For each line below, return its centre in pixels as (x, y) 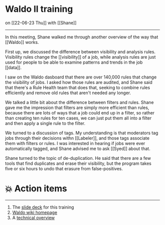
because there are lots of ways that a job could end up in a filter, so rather (80, 112)
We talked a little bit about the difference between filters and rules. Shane (79, 102)
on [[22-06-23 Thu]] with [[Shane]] (41, 23)
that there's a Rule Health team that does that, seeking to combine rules (78, 87)
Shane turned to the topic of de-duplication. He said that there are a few (78, 158)
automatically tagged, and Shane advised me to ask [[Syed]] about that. (78, 149)
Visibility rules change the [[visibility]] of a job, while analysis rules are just (81, 57)
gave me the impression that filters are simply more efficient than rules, (77, 108)
